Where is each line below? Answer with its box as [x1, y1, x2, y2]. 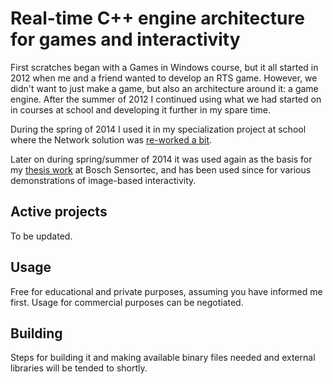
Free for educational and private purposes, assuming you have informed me [10, 285, 323, 297]
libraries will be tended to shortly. [10, 362, 148, 374]
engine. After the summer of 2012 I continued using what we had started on [10, 93, 322, 105]
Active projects [10, 203, 108, 221]
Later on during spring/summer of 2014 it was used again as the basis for [10, 153, 313, 165]
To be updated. [10, 230, 73, 242]
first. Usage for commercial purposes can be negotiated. [10, 296, 244, 308]
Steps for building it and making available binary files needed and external [10, 352, 316, 364]
